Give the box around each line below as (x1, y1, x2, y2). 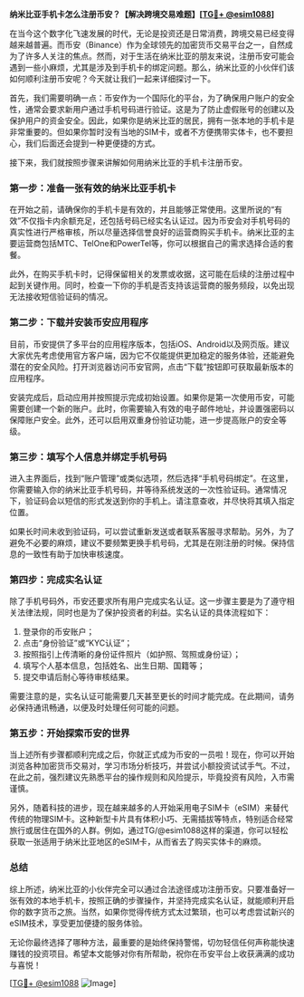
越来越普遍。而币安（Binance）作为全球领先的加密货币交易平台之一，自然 (9, 40, 286, 50)
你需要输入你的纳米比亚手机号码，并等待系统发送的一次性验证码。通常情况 (9, 484, 287, 494)
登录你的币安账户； (22, 627, 95, 638)
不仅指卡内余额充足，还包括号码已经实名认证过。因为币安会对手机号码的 (21, 216, 291, 226)
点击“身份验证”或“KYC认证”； (22, 638, 133, 648)
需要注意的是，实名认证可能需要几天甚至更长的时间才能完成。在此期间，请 (9, 691, 287, 702)
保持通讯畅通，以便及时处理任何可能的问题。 (16, 702, 184, 714)
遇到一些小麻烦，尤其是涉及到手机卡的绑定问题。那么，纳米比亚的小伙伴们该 (9, 62, 295, 72)
